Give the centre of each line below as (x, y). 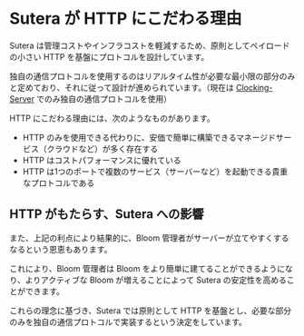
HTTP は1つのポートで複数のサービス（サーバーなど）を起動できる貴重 (155, 171)
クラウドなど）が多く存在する (103, 148)
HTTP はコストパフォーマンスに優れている (102, 160)
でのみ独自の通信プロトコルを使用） (104, 99)
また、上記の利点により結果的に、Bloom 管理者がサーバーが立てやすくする (149, 238)
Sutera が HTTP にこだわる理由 (126, 19)
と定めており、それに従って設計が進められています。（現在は (122, 87)
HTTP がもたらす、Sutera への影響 (107, 214)
